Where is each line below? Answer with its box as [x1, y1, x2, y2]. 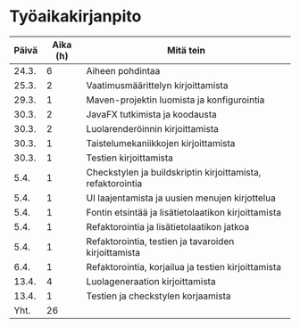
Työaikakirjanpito [9, 6, 142, 27]
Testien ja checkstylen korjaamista [86, 290, 231, 302]
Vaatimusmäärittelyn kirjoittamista [86, 78, 229, 91]
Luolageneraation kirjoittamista [86, 275, 216, 287]
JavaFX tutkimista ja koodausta [86, 108, 217, 120]
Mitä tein [166, 44, 206, 56]
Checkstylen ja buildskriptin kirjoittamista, [86, 166, 262, 178]
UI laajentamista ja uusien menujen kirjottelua [86, 192, 277, 204]
